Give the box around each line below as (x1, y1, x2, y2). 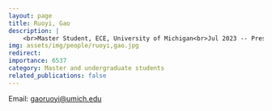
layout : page (8, 11, 53, 20)
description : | (8, 27, 60, 35)
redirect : (8, 49, 42, 57)
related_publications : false (8, 72, 107, 80)
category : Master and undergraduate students (8, 64, 164, 72)
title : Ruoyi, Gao (8, 19, 70, 27)
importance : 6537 (8, 57, 67, 65)
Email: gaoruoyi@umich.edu (8, 93, 102, 103)
